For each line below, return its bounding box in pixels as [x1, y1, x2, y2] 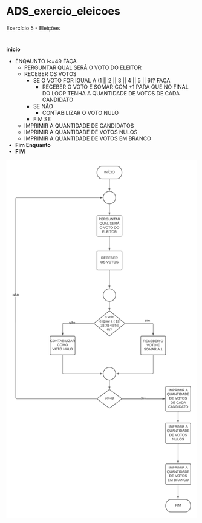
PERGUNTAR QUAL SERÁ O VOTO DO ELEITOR [24, 64, 142, 71]
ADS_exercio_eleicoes [6, 4, 121, 18]
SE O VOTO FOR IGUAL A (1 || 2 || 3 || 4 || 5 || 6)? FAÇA [33, 77, 171, 84]
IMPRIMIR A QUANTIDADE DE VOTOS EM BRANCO [24, 135, 151, 142]
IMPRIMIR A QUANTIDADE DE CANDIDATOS [24, 122, 134, 129]
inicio [6, 46, 21, 53]
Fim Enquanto [15, 142, 51, 149]
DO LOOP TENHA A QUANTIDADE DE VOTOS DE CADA [42, 90, 180, 97]
